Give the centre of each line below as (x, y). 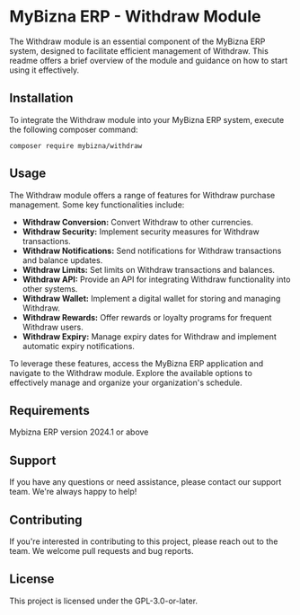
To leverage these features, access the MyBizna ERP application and (137, 363)
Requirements (49, 410)
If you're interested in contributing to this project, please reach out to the (144, 541)
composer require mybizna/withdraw (76, 145)
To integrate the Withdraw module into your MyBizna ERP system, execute (147, 119)
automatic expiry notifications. (78, 346)
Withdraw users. (53, 327)
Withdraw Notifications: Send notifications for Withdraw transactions (152, 250)
